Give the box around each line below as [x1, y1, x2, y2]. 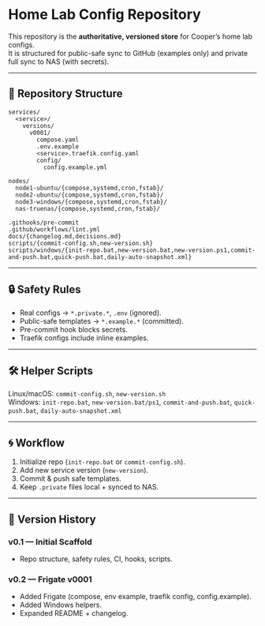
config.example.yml [43, 163, 108, 171]
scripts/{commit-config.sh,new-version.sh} [8, 239, 154, 247]
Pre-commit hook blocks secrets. [19, 324, 128, 334]
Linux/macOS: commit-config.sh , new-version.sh [8, 389, 166, 399]
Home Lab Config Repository [8, 6, 201, 24]
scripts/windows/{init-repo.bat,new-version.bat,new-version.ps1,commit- [8, 246, 256, 254]
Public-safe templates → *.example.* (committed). [19, 316, 184, 325]
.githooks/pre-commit [8, 219, 80, 227]
